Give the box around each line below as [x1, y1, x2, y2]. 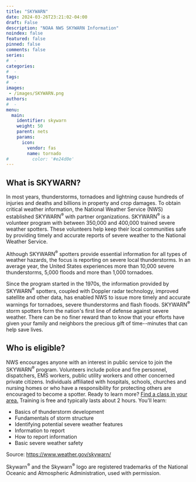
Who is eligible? [6, 343, 66, 353]
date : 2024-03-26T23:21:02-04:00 [6, 14, 88, 20]
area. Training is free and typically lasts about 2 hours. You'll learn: [6, 397, 167, 404]
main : [11, 112, 25, 118]
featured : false [6, 36, 46, 42]
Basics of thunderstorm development [14, 409, 104, 416]
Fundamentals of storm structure [14, 414, 94, 422]
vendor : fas [27, 145, 57, 151]
